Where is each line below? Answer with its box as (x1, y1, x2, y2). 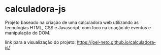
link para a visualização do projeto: (5, 39, 76, 45)
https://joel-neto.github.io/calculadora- (76, 39, 156, 45)
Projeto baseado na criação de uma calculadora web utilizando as (5, 19, 139, 25)
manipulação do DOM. (5, 30, 51, 36)
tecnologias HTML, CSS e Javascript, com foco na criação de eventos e (5, 24, 151, 30)
